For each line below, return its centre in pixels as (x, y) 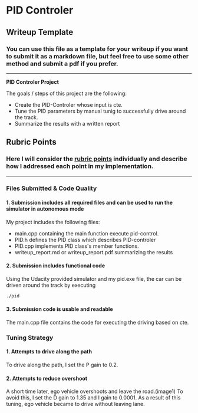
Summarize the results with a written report (67, 123)
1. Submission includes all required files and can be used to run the (89, 203)
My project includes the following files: (53, 222)
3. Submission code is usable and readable (60, 309)
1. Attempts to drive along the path (49, 352)
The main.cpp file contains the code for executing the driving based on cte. (98, 322)
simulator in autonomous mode (45, 209)
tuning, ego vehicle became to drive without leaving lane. (76, 404)
